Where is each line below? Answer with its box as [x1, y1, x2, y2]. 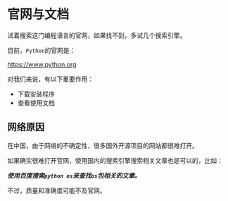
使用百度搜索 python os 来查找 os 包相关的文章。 [7, 171, 141, 180]
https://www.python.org [7, 60, 77, 68]
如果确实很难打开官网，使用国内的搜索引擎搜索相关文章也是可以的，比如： [7, 156, 223, 164]
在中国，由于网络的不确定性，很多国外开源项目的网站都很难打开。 [7, 141, 198, 150]
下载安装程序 [17, 90, 55, 98]
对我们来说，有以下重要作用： [7, 75, 94, 83]
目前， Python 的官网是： [7, 46, 76, 54]
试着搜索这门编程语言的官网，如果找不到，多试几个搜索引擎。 [7, 31, 186, 39]
